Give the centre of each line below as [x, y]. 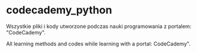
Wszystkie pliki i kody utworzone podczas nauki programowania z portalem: [99, 26]
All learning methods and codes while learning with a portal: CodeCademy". [98, 44]
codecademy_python [59, 10]
